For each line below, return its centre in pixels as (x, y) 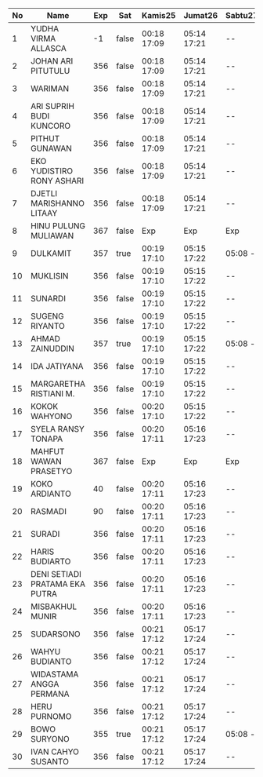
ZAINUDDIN (52, 348)
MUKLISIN (50, 276)
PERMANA (50, 694)
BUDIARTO (51, 562)
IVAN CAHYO (55, 751)
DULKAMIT (51, 253)
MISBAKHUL (54, 606)
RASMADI (49, 511)
